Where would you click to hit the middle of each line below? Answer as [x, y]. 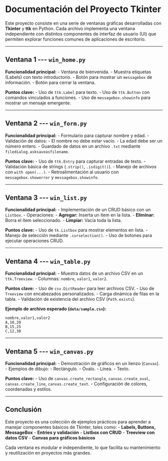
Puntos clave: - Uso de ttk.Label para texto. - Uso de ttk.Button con [77, 92]
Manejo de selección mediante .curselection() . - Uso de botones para [79, 236]
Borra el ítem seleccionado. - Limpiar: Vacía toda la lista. [63, 220]
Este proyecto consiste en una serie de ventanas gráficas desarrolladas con [83, 23]
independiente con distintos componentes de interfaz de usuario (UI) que [81, 34]
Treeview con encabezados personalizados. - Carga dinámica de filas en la [82, 294]
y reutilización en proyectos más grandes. [48, 452]
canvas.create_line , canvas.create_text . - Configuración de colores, [76, 384]
